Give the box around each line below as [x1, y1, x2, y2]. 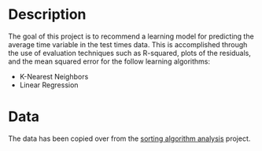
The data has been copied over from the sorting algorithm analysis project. [8, 134, 251, 143]
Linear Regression [19, 80, 79, 90]
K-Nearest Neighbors [19, 72, 89, 81]
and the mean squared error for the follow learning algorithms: [8, 57, 211, 66]
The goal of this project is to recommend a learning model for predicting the [8, 31, 254, 41]
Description [8, 6, 87, 24]
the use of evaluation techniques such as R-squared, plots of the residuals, [8, 48, 252, 57]
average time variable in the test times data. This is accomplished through [8, 39, 248, 49]
